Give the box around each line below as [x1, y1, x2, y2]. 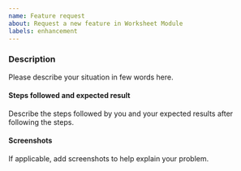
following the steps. [8, 117, 75, 126]
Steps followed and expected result [8, 91, 131, 100]
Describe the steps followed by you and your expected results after [8, 109, 234, 118]
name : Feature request [8, 11, 85, 20]
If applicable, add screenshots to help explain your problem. [8, 154, 209, 164]
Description [8, 53, 56, 65]
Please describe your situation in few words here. [8, 72, 174, 82]
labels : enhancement [8, 27, 79, 35]
